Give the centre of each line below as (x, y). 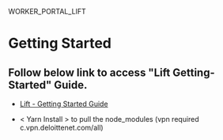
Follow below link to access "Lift (89, 72)
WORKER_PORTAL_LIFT (47, 11)
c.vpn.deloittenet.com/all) (62, 127)
